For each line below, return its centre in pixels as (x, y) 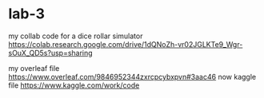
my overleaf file (34, 68)
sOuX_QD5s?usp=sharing (51, 53)
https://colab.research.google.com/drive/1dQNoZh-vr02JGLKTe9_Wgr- (126, 44)
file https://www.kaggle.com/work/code (74, 85)
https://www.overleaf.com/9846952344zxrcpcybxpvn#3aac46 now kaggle (132, 76)
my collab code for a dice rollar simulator (76, 36)
